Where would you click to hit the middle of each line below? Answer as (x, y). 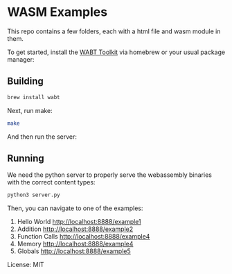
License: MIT (26, 265)
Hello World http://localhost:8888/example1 (79, 222)
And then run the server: (42, 137)
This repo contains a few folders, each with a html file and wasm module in (114, 31)
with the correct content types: (51, 182)
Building (25, 82)
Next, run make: (30, 110)
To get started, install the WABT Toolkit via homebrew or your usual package (116, 52)
